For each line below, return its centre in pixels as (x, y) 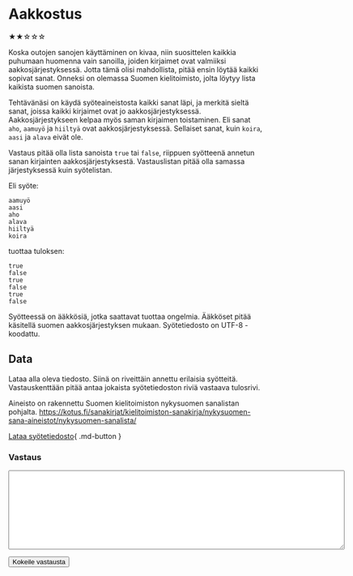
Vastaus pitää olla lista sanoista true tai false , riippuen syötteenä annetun (132, 153)
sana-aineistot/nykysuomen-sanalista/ (72, 420)
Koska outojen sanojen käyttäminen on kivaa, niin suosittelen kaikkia (122, 52)
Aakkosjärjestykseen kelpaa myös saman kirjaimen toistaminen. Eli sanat (130, 119)
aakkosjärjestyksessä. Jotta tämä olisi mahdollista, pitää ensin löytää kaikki (134, 69)
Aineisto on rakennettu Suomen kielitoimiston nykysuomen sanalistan (124, 403)
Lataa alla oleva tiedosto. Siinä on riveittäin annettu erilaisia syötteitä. (123, 379)
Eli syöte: (23, 185)
